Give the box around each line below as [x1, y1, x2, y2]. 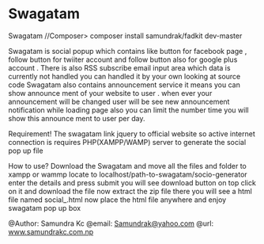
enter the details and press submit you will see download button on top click [8, 177, 257, 187]
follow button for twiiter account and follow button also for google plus [8, 55, 238, 64]
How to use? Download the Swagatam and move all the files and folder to [8, 161, 247, 170]
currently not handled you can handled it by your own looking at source [8, 71, 241, 81]
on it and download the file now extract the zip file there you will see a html [8, 186, 253, 196]
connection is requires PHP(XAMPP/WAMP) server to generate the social [8, 137, 247, 147]
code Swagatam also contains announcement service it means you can [8, 80, 241, 90]
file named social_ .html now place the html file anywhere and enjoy [8, 195, 227, 204]
